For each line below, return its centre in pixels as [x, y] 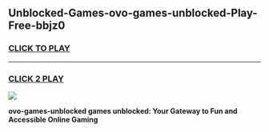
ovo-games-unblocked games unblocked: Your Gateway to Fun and [123, 110]
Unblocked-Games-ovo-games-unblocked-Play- [133, 13]
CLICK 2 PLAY [36, 78]
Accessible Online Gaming [53, 119]
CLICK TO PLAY [39, 49]
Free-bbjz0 [37, 26]
